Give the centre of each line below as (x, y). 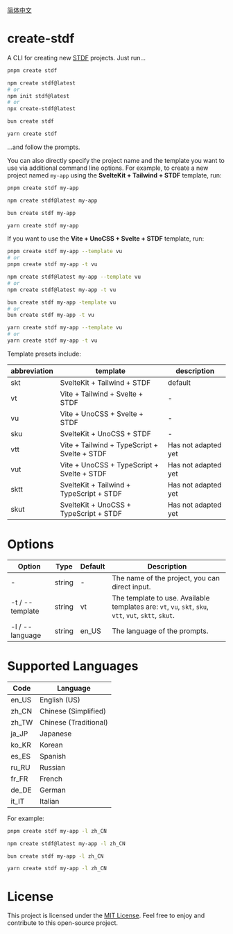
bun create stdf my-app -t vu (51, 315)
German (52, 790)
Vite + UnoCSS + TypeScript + (110, 465)
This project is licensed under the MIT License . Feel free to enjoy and (106, 916)
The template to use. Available (161, 598)
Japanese (55, 734)
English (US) (60, 700)
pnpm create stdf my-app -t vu (52, 265)
